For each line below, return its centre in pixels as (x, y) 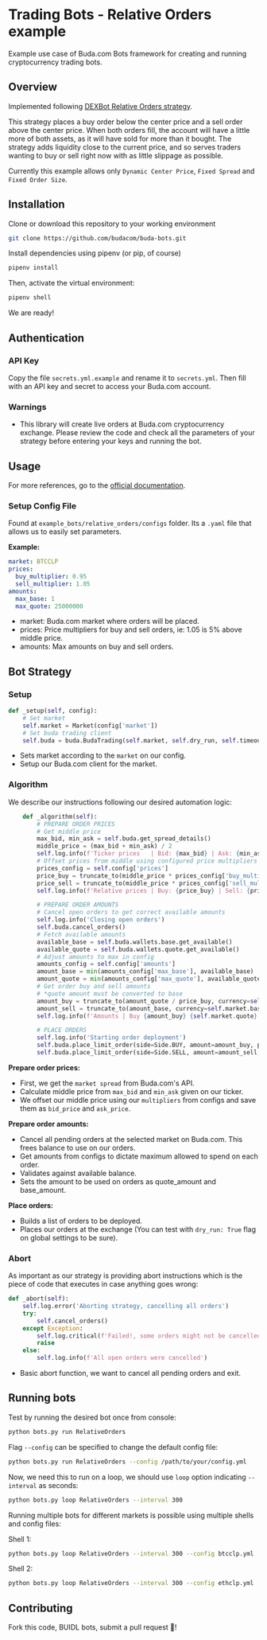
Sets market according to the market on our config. (103, 756)
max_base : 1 (35, 598)
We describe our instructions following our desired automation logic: (120, 802)
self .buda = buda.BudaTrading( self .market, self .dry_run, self (130, 740)
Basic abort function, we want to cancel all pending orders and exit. (130, 1373)
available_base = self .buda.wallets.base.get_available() (135, 942)
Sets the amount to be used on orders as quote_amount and (118, 1181)
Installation (37, 205)
